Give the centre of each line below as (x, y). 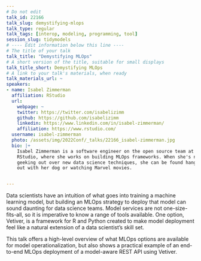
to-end (15, 252)
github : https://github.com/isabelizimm (68, 118)
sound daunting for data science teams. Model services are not (84, 208)
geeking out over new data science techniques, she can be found (100, 163)
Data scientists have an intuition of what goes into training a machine (91, 196)
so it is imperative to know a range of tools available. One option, (104, 215)
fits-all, (15, 215)
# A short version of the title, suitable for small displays (85, 62)
